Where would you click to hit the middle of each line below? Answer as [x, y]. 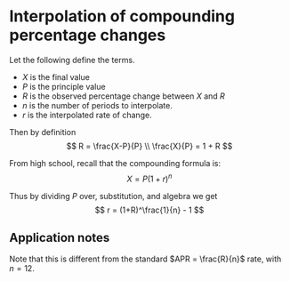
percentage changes [88, 35]
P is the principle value [64, 86]
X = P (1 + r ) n [149, 178]
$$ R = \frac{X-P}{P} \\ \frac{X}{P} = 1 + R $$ [149, 146]
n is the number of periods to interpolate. [97, 105]
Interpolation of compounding [122, 16]
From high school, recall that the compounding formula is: [115, 163]
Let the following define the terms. [72, 60]
